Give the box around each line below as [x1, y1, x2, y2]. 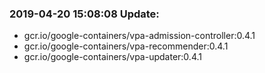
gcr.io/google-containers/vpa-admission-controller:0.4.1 [23, 30, 256, 42]
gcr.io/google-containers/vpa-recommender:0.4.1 [23, 40, 229, 52]
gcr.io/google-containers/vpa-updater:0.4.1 [23, 51, 202, 63]
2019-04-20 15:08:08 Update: [9, 7, 160, 21]
